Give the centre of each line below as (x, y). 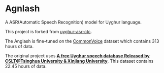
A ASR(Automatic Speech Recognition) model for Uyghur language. (73, 22)
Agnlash (23, 9)
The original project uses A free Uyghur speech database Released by (78, 56)
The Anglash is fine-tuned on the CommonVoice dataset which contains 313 (82, 41)
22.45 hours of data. (26, 66)
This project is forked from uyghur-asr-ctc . (49, 31)
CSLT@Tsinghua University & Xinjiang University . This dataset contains (79, 61)
